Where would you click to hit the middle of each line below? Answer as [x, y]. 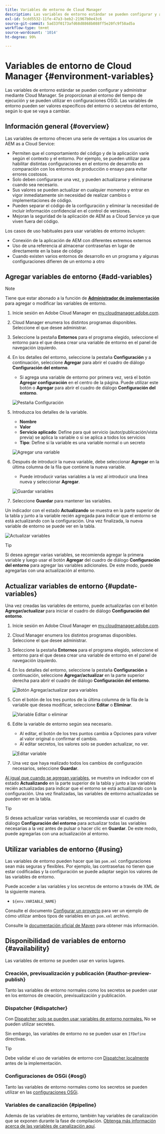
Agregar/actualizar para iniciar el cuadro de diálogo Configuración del [77, 611]
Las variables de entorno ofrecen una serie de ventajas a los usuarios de [79, 138]
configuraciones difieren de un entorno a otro [58, 261]
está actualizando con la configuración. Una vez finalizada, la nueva [74, 521]
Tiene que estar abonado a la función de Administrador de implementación [82, 298]
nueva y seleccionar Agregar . [50, 482]
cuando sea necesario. [35, 184]
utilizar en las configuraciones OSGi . [42, 1092]
